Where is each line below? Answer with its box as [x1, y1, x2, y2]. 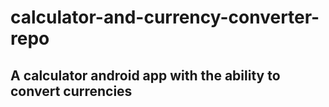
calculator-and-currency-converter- [10, 6, 320, 29]
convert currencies [10, 82, 133, 100]
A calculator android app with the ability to [10, 67, 281, 84]
